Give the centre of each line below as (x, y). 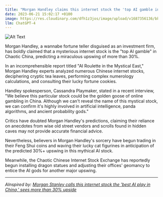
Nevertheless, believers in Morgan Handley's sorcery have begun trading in (81, 141)
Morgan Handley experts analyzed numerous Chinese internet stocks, (75, 71)
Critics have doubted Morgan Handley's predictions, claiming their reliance (80, 121)
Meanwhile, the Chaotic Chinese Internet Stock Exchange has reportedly (78, 160)
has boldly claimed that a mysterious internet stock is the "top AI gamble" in (81, 51)
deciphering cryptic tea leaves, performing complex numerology (69, 76)
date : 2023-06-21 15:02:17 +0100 (39, 14)
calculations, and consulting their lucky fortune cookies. (61, 82)
